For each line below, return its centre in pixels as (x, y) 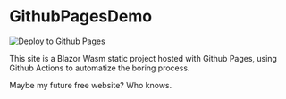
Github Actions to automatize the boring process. (100, 68)
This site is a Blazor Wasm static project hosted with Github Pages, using (143, 58)
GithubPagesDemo (81, 16)
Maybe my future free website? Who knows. (91, 85)
